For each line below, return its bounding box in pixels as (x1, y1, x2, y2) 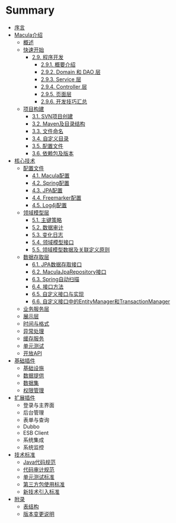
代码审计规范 (23, 466, 55, 473)
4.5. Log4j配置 (31, 201, 68, 208)
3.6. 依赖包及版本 (31, 149, 74, 157)
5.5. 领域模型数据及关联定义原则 (31, 246, 110, 253)
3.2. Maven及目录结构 (31, 120, 85, 127)
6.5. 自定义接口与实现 (31, 290, 84, 297)
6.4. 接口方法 (31, 283, 64, 290)
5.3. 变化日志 (31, 231, 63, 238)
